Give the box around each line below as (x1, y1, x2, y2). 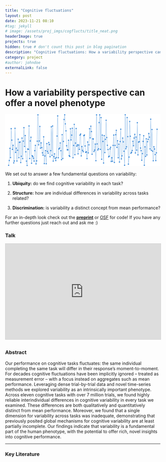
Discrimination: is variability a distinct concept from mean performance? (12, 205, 161, 211)
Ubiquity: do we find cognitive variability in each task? (12, 181, 123, 187)
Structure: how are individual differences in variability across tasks (12, 190, 149, 196)
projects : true (5, 39, 36, 44)
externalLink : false (5, 65, 48, 70)
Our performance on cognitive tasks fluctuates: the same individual (5, 360, 142, 366)
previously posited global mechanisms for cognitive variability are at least (5, 418, 154, 424)
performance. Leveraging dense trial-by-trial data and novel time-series (5, 381, 151, 387)
